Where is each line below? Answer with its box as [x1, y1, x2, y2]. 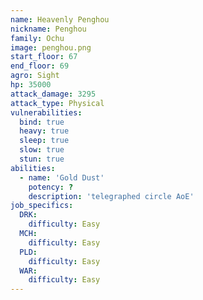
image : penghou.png [10, 42, 92, 53]
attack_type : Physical [10, 98, 105, 108]
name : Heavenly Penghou [10, 14, 110, 25]
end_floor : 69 [10, 61, 70, 71]
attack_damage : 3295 [10, 89, 97, 99]
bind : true [19, 117, 65, 127]
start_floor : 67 [10, 52, 78, 62]
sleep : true [19, 136, 70, 146]
